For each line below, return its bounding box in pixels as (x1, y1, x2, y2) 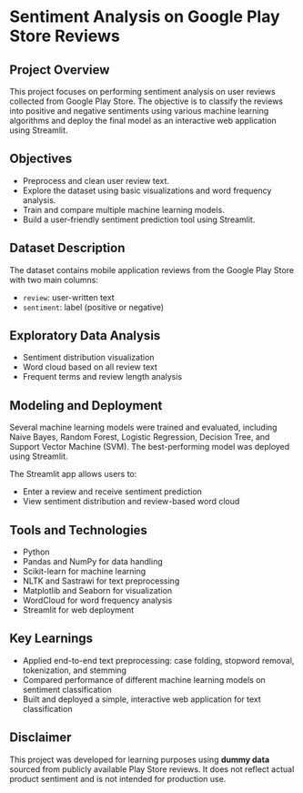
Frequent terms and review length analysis (22, 371, 183, 382)
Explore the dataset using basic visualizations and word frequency (22, 185, 272, 196)
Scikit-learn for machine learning (22, 566, 146, 577)
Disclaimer (9, 730, 72, 746)
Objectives (9, 151, 73, 167)
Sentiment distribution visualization (22, 352, 155, 363)
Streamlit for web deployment (22, 605, 135, 615)
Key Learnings (9, 631, 94, 646)
